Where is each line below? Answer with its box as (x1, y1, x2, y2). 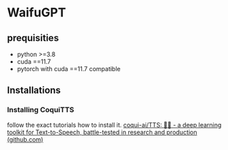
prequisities (7, 32, 59, 44)
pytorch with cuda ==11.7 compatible (16, 65, 121, 73)
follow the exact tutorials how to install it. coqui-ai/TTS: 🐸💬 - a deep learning (7, 121, 222, 129)
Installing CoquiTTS (7, 105, 74, 114)
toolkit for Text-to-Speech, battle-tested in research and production (7, 128, 198, 136)
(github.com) (7, 135, 44, 143)
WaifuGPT (7, 5, 66, 21)
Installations (7, 84, 61, 97)
